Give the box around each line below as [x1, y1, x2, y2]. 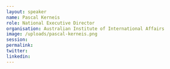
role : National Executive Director [6, 20, 95, 26]
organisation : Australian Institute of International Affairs [6, 25, 165, 32]
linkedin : [6, 53, 31, 59]
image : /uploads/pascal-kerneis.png [6, 31, 98, 37]
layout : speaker [6, 8, 47, 15]
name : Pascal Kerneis [6, 14, 60, 20]
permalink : [6, 43, 34, 49]
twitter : [6, 48, 28, 54]
